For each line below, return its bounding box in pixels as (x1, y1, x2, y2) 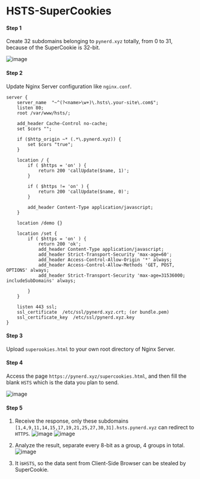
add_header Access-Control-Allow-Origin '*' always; (38, 256, 172, 263)
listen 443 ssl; (17, 304, 58, 310)
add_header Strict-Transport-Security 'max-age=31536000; (38, 272, 186, 278)
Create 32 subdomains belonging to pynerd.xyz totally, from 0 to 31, (6, 38, 173, 45)
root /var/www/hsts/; (17, 110, 70, 116)
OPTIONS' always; (6, 267, 50, 273)
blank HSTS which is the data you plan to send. (6, 379, 119, 386)
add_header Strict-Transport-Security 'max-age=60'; (38, 251, 172, 257)
